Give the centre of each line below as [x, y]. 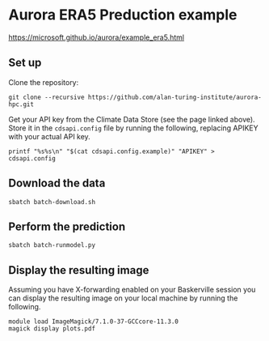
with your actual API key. [49, 136]
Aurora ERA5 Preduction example [123, 15]
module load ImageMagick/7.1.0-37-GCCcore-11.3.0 [94, 322]
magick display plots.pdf [52, 329]
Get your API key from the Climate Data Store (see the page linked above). [132, 119]
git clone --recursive [46, 97]
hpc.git [21, 104]
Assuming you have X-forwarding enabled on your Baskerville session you [132, 290]
